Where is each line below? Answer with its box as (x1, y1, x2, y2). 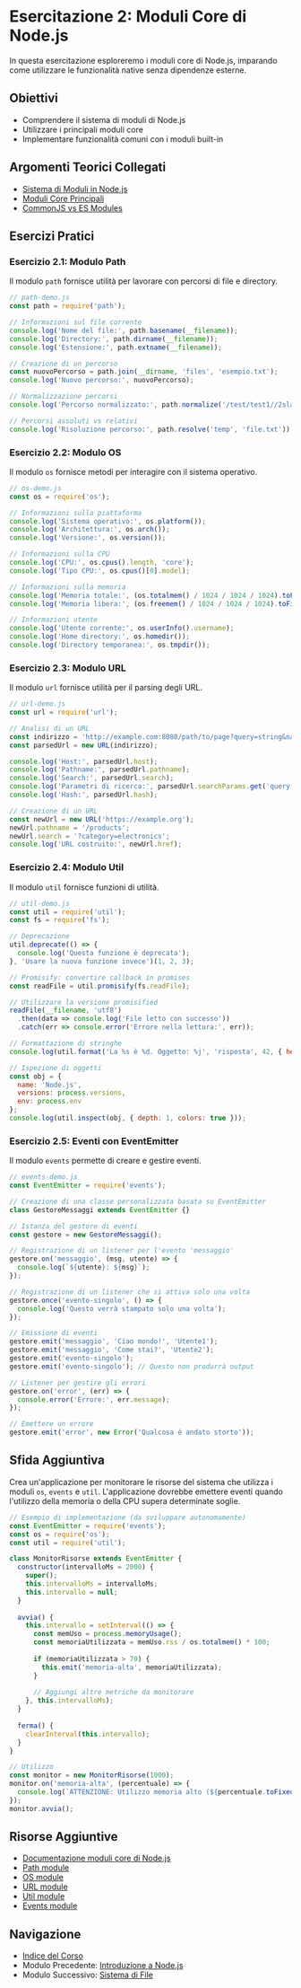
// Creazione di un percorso (9, 359, 118, 368)
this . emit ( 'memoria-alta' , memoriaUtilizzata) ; (41, 1663, 222, 1672)
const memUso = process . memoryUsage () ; (32, 1630, 182, 1639)
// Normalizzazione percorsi (9, 392, 118, 401)
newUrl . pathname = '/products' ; (9, 823, 130, 832)
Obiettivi (9, 91, 58, 106)
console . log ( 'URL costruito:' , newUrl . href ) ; (9, 840, 182, 849)
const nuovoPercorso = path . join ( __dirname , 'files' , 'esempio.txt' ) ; (9, 367, 279, 376)
